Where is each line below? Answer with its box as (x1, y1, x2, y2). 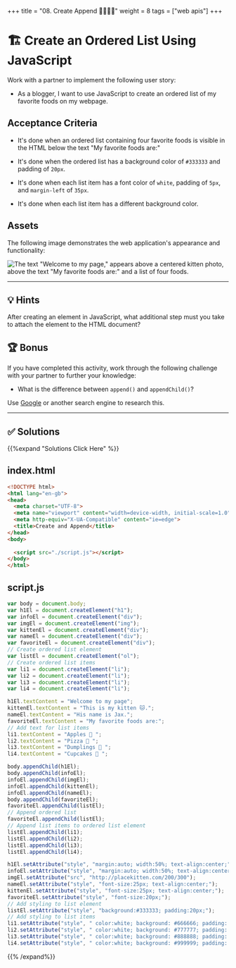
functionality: (7, 246, 46, 254)
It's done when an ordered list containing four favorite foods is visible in (17, 136, 225, 144)
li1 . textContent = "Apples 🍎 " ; (7, 731, 102, 738)
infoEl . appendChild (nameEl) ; (7, 789, 93, 796)
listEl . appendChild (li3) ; (7, 842, 83, 849)
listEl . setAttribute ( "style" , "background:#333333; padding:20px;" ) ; (7, 907, 216, 914)
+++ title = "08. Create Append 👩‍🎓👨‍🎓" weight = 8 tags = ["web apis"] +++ (7, 7, 223, 15)
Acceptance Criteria (7, 117, 98, 130)
